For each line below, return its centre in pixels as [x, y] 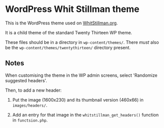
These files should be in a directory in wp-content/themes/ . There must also [82, 42]
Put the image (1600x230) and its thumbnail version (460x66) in [78, 100]
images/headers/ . [30, 105]
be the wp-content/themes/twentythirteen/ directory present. [68, 47]
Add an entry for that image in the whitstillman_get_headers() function [85, 115]
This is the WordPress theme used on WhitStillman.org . [62, 23]
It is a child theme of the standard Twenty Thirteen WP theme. [69, 32]
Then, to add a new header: [34, 90]
